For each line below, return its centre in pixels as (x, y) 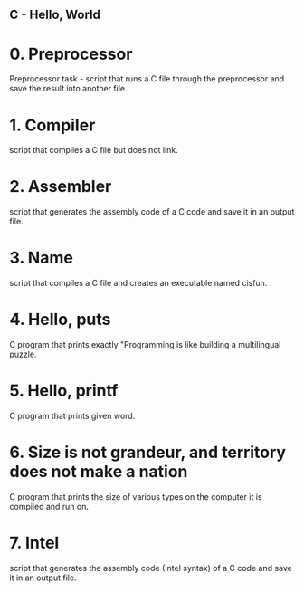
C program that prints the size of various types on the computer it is (136, 496)
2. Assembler (61, 187)
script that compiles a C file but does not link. (94, 150)
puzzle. (23, 354)
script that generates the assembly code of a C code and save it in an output (152, 212)
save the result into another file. (69, 89)
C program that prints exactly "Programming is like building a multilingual (145, 345)
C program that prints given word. (72, 416)
